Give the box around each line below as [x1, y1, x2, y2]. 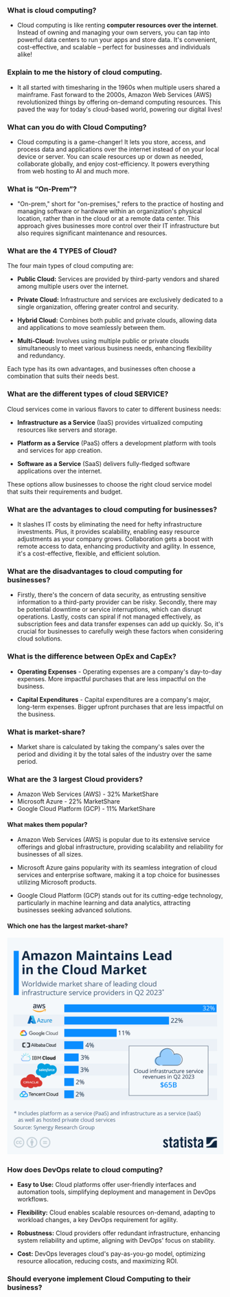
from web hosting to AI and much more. [16, 167, 130, 175]
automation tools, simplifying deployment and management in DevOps [16, 1188, 216, 1196]
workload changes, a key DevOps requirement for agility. [16, 1215, 179, 1223]
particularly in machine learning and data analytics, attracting [16, 899, 191, 907]
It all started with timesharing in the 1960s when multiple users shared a [16, 83, 221, 91]
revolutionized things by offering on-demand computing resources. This [16, 98, 221, 106]
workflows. [16, 1195, 49, 1203]
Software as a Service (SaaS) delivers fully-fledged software [16, 459, 190, 467]
